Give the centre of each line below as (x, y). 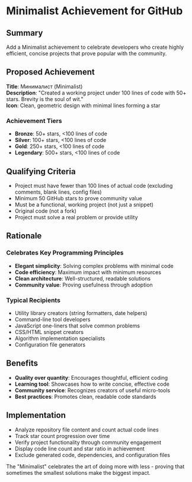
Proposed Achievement (50, 72)
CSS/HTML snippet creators (49, 332)
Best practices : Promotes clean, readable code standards (85, 396)
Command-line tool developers (52, 319)
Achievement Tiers (34, 121)
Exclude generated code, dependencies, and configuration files (92, 455)
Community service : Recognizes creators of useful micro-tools (92, 390)
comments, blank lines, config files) (58, 192)
